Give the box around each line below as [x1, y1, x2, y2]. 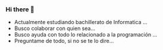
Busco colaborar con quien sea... [14, 25, 96, 32]
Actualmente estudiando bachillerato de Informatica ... [14, 19, 148, 26]
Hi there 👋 [5, 5, 35, 14]
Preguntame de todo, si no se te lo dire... [14, 38, 114, 45]
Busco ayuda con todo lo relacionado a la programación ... [14, 31, 158, 38]
